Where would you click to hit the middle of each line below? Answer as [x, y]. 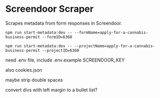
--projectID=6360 [61, 50]
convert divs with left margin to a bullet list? [51, 90]
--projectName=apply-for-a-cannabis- [115, 46]
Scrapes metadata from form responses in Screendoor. [64, 23]
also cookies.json [24, 70]
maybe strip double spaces [34, 80]
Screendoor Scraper [50, 9]
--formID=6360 [57, 37]
